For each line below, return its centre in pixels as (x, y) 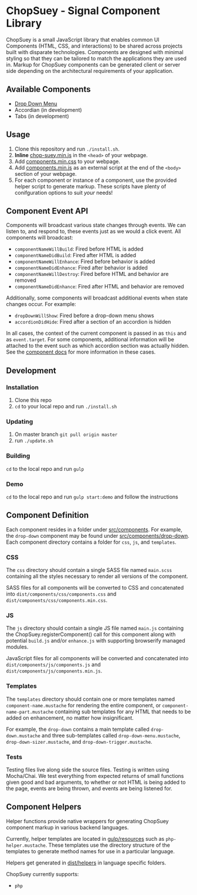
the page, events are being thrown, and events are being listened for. (89, 788)
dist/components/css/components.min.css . (57, 600)
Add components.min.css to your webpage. (67, 161)
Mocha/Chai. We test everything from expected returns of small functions (95, 776)
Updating (20, 421)
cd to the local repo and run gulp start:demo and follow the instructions (92, 497)
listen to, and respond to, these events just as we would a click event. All (94, 231)
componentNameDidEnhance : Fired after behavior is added (81, 268)
